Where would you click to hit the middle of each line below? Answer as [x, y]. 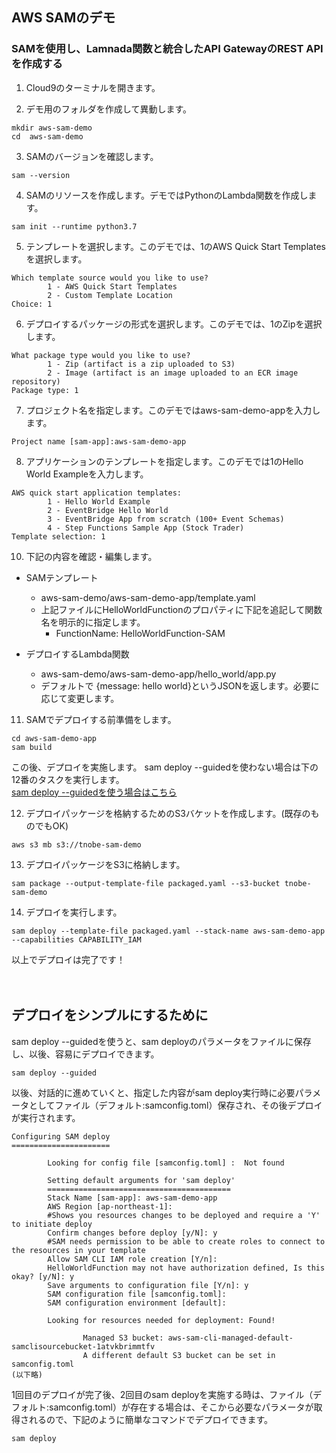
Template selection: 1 [58, 536]
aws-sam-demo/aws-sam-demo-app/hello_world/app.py [158, 674]
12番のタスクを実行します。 [68, 779]
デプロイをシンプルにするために [110, 1015]
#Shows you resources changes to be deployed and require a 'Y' [184, 1215]
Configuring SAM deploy [61, 1136]
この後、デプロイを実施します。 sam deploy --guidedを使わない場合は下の [165, 767]
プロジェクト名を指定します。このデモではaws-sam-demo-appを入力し [173, 410]
